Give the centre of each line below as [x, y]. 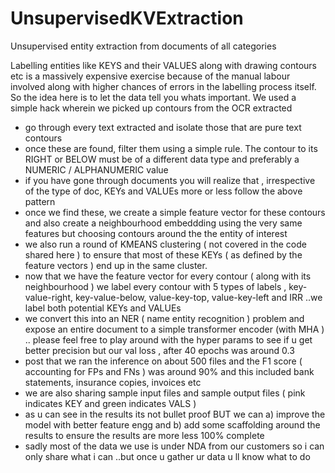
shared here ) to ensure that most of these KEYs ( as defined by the [163, 254]
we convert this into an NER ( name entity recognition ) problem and [164, 318]
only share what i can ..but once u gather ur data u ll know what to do [167, 456]
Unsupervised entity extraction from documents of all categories [143, 46]
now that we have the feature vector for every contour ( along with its [168, 276]
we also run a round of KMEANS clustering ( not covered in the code [165, 244]
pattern [40, 201]
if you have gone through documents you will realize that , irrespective [170, 180]
